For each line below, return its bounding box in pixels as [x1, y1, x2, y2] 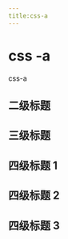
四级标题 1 [8, 158, 58, 172]
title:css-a [8, 11, 48, 20]
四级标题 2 [8, 189, 60, 203]
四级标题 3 [8, 219, 60, 233]
